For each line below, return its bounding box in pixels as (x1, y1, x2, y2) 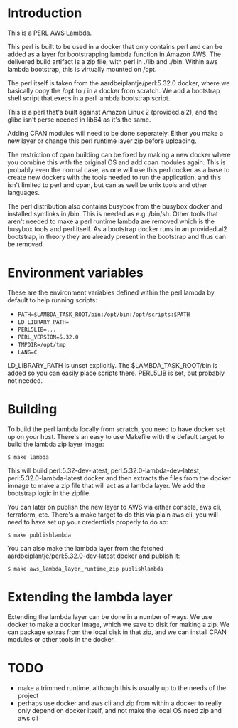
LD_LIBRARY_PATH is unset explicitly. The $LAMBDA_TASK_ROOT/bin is (7, 361, 218, 369)
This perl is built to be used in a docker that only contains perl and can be (7, 42, 223, 51)
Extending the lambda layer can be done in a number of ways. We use (7, 612, 212, 621)
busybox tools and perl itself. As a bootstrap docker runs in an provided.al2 (7, 224, 227, 233)
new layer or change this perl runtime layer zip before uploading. (7, 137, 197, 145)
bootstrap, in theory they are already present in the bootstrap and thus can (7, 232, 226, 241)
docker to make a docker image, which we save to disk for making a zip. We (7, 620, 230, 628)
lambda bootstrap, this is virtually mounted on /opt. (7, 65, 157, 73)
